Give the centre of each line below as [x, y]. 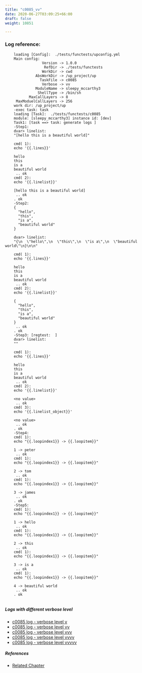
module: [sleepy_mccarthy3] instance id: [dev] [63, 118]
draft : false [18, 18]
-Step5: [21, 505]
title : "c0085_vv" [24, 9]
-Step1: [21, 127]
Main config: [27, 59]
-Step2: [21, 203]
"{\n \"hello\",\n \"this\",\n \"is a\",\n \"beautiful [76, 242]
